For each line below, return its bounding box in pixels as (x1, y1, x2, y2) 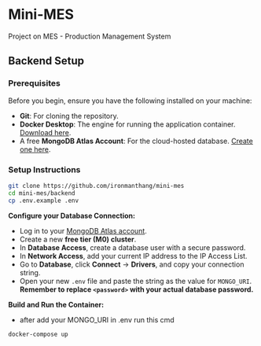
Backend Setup (8, 54, 85, 68)
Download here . (19, 127, 72, 137)
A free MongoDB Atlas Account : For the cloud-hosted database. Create (19, 136, 253, 145)
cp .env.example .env (8, 197, 79, 204)
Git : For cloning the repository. (19, 111, 119, 120)
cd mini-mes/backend (8, 189, 76, 197)
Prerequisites (8, 78, 61, 89)
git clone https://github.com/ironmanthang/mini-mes (8, 182, 185, 190)
